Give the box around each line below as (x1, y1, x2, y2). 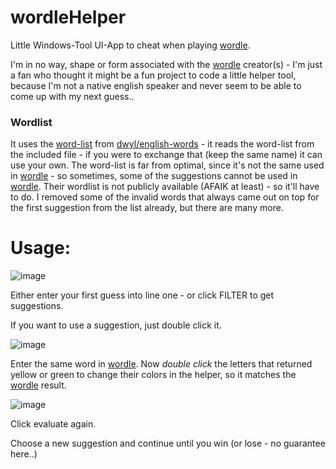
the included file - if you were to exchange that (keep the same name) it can (10, 149, 323, 161)
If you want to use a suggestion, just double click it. (10, 319, 222, 331)
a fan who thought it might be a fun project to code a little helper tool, (10, 69, 297, 81)
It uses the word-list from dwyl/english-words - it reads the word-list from (10, 138, 315, 150)
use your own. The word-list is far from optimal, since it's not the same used (10, 159, 325, 171)
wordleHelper (10, 6, 127, 29)
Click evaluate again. (10, 418, 97, 430)
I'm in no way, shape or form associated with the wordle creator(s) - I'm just (10, 58, 323, 70)
